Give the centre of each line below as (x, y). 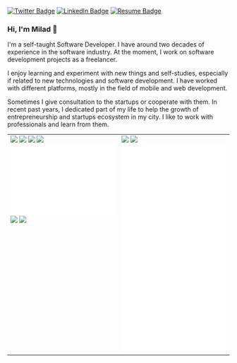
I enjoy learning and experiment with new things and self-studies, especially (118, 73)
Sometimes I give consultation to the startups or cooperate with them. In (112, 102)
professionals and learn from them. (58, 124)
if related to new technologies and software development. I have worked (112, 81)
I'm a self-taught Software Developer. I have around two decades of (106, 44)
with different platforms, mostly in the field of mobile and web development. (117, 88)
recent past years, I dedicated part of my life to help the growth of (103, 109)
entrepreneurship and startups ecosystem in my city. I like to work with (110, 117)
